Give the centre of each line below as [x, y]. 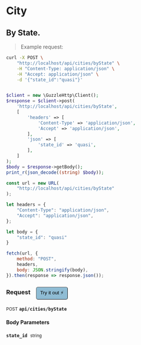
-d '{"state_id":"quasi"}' [50, 80]
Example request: [42, 47]
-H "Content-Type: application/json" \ [66, 69]
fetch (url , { [22, 253]
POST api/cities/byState [37, 309]
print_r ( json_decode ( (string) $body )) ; [55, 172]
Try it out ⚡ [52, 293]
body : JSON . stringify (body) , [53, 270]
